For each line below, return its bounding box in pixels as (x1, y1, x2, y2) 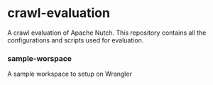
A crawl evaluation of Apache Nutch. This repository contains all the (7, 28, 207, 37)
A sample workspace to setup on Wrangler (7, 69, 133, 79)
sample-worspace (7, 53, 72, 63)
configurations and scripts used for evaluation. (7, 35, 144, 44)
